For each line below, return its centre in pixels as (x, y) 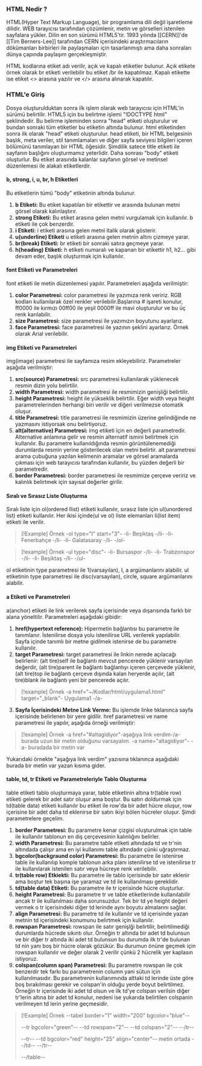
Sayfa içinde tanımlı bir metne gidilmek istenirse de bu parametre (96, 641)
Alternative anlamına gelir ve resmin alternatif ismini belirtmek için (97, 437)
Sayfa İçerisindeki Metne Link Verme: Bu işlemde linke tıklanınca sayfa (104, 710)
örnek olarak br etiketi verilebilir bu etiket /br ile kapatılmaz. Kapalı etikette (98, 73)
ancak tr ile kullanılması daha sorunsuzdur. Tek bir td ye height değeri (101, 901)
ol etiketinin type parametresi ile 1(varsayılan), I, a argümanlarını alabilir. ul (97, 570)
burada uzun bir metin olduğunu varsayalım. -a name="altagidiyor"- (105, 741)
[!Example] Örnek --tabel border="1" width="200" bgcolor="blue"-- (105, 1015)
